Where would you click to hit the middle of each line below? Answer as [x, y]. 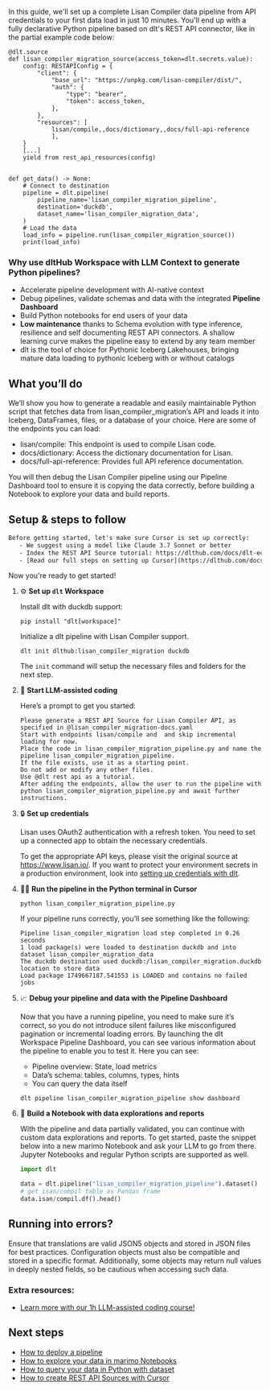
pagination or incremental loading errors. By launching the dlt [121, 1034]
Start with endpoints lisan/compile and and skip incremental [128, 735]
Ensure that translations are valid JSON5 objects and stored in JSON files [129, 1244]
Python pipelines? [44, 272]
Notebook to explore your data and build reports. [89, 494]
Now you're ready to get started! [62, 575]
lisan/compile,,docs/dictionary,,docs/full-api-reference [150, 130]
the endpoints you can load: [55, 429]
